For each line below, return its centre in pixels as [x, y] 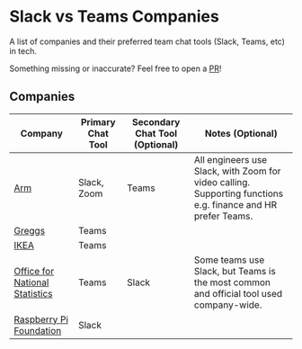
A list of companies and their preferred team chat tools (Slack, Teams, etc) [147, 41]
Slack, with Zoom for [237, 171]
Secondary [156, 121]
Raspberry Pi [41, 319]
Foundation [38, 330]
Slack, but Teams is [235, 271]
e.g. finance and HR [235, 204]
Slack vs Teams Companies [115, 17]
